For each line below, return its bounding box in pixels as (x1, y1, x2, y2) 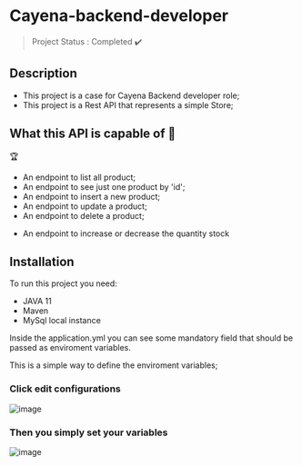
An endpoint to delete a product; (22, 210, 145, 221)
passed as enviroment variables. (9, 342, 132, 353)
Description (9, 65, 77, 82)
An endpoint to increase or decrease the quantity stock (22, 228, 230, 239)
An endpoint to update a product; (22, 201, 147, 212)
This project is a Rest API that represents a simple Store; (22, 99, 234, 110)
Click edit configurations (9, 382, 121, 395)
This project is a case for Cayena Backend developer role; (22, 90, 240, 101)
